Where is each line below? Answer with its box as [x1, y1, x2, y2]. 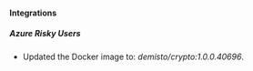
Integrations [9, 7, 57, 18]
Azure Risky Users [9, 28, 81, 39]
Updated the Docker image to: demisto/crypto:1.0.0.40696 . [22, 51, 244, 62]
